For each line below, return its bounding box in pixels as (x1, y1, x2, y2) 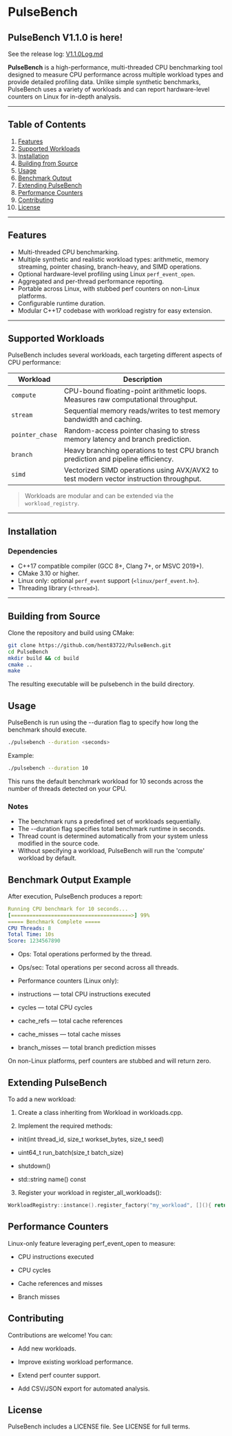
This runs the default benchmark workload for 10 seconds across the (8, 777, 204, 786)
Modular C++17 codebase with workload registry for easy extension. (17, 306, 213, 314)
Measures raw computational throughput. (63, 395, 198, 404)
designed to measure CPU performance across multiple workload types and (8, 70, 224, 79)
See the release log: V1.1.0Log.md (8, 50, 103, 58)
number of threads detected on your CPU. (8, 784, 127, 792)
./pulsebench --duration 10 (8, 765, 89, 772)
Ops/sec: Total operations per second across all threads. (17, 963, 179, 972)
